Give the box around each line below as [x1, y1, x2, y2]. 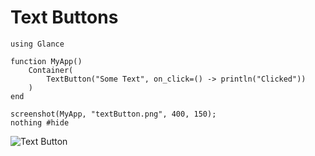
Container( [28, 65, 74, 75]
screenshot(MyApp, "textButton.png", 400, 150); [10, 109, 217, 119]
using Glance [10, 39, 65, 49]
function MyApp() [10, 56, 83, 66]
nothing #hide [10, 117, 70, 128]
